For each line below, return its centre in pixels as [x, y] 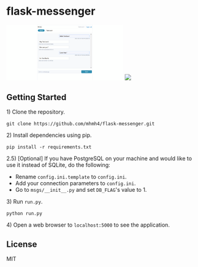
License [22, 244]
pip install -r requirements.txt [49, 147]
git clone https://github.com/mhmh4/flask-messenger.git [81, 124]
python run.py [25, 214]
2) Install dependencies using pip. [49, 135]
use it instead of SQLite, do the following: [58, 165]
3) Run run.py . [25, 202]
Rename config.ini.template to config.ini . [71, 177]
